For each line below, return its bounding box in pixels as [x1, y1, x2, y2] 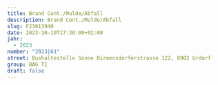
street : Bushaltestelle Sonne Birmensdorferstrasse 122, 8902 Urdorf [7, 55, 212, 62]
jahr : [7, 36, 23, 42]
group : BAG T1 [7, 61, 48, 68]
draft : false [7, 67, 45, 74]
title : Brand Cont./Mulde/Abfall [7, 10, 103, 17]
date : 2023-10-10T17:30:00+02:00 [7, 29, 103, 36]
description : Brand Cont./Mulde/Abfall [7, 16, 122, 23]
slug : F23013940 [7, 23, 54, 29]
